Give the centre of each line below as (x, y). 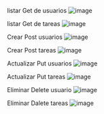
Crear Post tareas (32, 50)
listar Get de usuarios (37, 11)
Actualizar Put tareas (36, 76)
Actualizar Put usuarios (40, 63)
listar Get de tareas (34, 24)
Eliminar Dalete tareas (38, 103)
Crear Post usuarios (35, 37)
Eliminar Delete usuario (39, 90)
